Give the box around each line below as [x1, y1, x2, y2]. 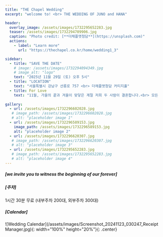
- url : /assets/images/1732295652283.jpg [9, 147, 95, 152]
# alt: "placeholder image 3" [11, 142, 73, 148]
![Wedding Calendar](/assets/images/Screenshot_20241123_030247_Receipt [5, 221, 159, 227]
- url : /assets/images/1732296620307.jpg [9, 134, 95, 138]
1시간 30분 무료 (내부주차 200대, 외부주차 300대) [5, 197, 99, 203]
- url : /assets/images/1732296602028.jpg [9, 106, 95, 111]
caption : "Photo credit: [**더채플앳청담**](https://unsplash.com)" [9, 34, 145, 39]
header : [5, 20, 21, 25]
